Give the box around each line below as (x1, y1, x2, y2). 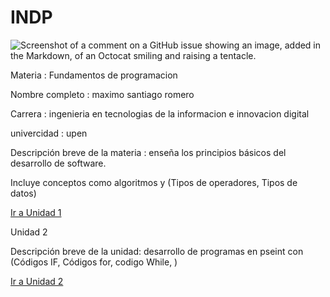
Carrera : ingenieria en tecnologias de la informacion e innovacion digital (10, 107, 310, 120)
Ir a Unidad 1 (10, 206, 62, 218)
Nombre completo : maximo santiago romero (10, 88, 195, 100)
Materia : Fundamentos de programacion (10, 69, 178, 81)
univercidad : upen (10, 127, 88, 139)
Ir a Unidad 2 (10, 275, 64, 287)
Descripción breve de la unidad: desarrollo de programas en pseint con (10, 245, 304, 257)
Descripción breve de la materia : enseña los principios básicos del (10, 146, 287, 158)
